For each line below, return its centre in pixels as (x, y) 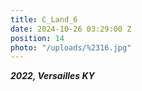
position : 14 (37, 38)
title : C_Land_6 (44, 19)
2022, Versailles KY (52, 76)
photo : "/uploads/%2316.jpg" (71, 47)
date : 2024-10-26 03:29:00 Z (71, 29)
